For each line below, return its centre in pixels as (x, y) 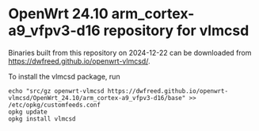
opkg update (28, 112)
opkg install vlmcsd (42, 119)
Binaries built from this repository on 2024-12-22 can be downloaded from (130, 52)
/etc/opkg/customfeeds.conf (55, 105)
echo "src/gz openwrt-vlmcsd (56, 91)
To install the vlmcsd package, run (64, 76)
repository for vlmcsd (176, 31)
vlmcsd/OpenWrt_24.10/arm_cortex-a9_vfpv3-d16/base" (97, 98)
